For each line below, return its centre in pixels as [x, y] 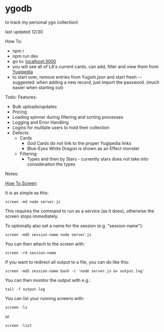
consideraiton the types [51, 164]
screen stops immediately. [32, 216]
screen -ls [16, 307]
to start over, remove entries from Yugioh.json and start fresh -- [77, 77]
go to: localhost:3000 [34, 61]
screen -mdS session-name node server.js [48, 234]
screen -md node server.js [33, 202]
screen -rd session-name [31, 253]
